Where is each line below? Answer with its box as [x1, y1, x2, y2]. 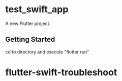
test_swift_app [5, 4, 69, 15]
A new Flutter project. [5, 20, 51, 26]
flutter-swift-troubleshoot [5, 66, 117, 78]
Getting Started [5, 35, 55, 44]
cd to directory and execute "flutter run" [5, 48, 89, 55]
